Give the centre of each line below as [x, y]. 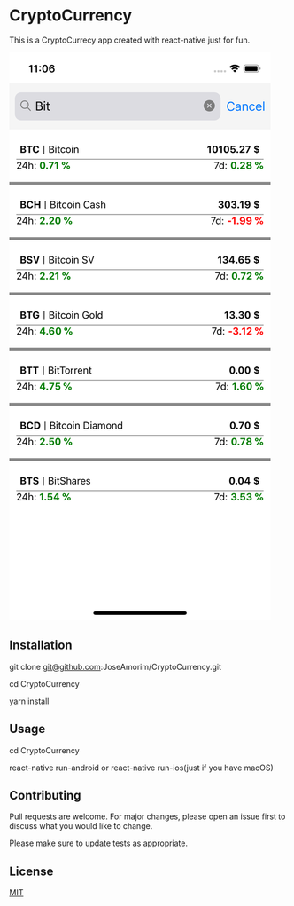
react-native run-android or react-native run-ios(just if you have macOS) [142, 768]
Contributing [45, 795]
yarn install [29, 701]
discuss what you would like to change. [81, 826]
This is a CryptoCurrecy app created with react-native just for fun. [130, 40]
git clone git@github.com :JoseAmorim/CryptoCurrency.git [116, 666]
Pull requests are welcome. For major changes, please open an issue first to [147, 816]
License [31, 871]
